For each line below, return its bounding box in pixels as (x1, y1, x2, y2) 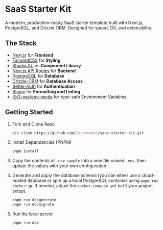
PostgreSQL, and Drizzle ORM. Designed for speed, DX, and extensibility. (5, 25, 153, 30)
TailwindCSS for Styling (12, 57, 61, 63)
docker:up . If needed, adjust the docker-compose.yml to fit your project (12, 183, 153, 189)
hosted (12, 178, 27, 183)
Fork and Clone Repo (12, 121, 55, 127)
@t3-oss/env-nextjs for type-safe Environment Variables (12, 94, 127, 100)
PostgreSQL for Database (12, 73, 65, 79)
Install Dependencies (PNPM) (12, 139, 72, 145)
